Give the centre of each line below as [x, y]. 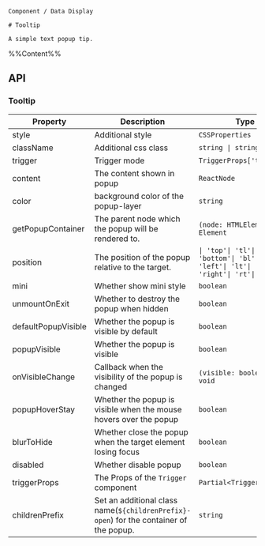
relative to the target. [133, 267]
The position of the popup [142, 257]
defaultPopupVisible [49, 326]
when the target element [140, 442]
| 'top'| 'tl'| [227, 250]
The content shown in [134, 173]
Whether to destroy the [137, 299]
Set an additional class [136, 500]
